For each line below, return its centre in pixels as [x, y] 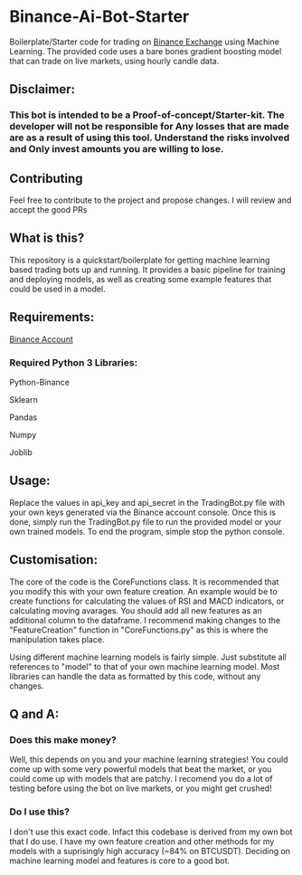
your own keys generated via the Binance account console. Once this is [142, 512]
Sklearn [24, 399]
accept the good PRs [48, 210]
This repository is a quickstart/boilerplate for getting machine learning [140, 260]
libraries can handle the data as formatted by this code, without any [135, 676]
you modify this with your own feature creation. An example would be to [143, 591]
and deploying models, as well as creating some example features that [141, 279]
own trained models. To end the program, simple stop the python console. [147, 531]
